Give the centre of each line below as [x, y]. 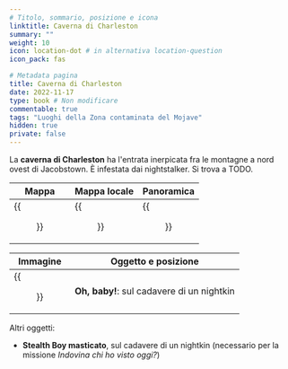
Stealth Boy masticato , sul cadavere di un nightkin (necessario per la [151, 345]
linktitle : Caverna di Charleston [74, 26]
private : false [38, 134]
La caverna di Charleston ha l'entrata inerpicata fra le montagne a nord [142, 159]
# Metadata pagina [44, 76]
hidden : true [34, 126]
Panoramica [169, 191]
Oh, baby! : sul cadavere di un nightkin [155, 291]
